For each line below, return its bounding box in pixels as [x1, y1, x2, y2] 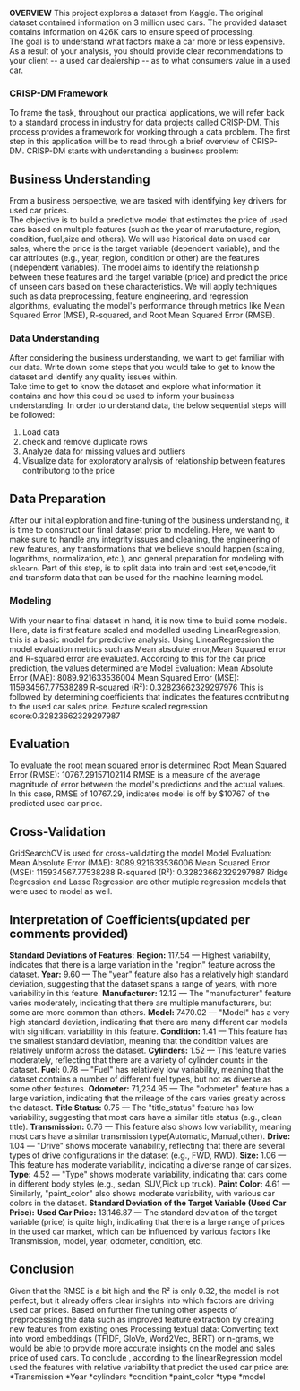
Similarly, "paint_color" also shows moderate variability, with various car [9, 1187, 276, 1198]
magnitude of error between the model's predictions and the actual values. [9, 779, 286, 790]
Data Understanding [9, 332, 99, 344]
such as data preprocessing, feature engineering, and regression [9, 291, 249, 301]
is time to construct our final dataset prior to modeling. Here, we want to [9, 525, 276, 535]
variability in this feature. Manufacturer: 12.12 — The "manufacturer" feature [9, 987, 292, 998]
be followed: [9, 410, 56, 421]
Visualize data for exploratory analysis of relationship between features [21, 456, 286, 466]
